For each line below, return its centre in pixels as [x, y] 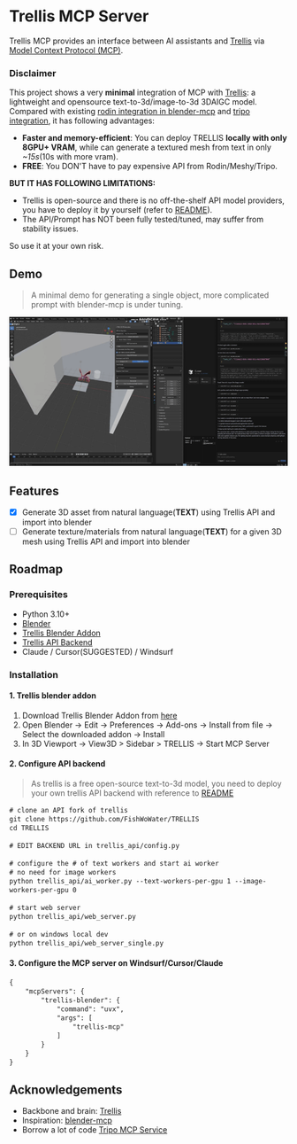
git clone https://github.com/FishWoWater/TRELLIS [104, 820]
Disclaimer [33, 73]
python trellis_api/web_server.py [73, 917]
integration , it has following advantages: [82, 121]
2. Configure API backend [57, 764]
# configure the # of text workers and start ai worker [114, 864]
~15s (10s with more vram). [70, 157]
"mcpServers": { [55, 992]
